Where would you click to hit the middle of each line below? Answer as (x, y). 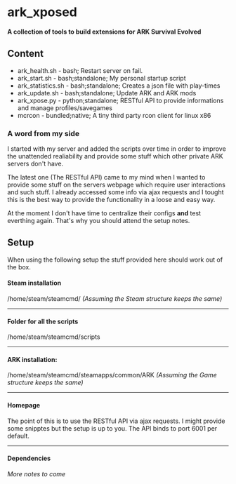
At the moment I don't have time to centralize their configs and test (104, 213)
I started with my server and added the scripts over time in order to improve (117, 149)
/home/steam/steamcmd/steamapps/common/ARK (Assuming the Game (112, 375)
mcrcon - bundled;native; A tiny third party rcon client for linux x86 (114, 115)
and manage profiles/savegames (65, 108)
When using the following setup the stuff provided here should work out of (115, 260)
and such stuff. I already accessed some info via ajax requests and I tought (116, 192)
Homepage (24, 405)
